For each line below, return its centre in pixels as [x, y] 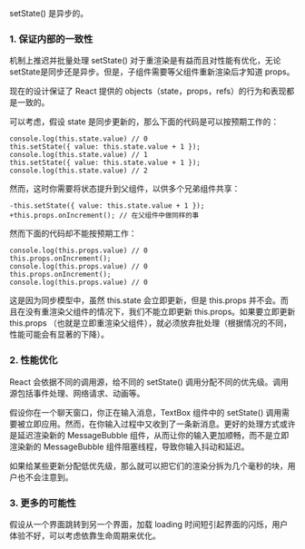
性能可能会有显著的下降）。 [59, 335]
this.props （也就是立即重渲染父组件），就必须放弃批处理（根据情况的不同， [151, 323]
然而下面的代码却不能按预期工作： [73, 233]
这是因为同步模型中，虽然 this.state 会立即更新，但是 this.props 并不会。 [145, 300]
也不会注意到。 [45, 477]
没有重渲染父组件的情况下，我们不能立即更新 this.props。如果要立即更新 [160, 312]
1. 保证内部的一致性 [51, 39]
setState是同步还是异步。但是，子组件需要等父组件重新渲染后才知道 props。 [152, 72]
